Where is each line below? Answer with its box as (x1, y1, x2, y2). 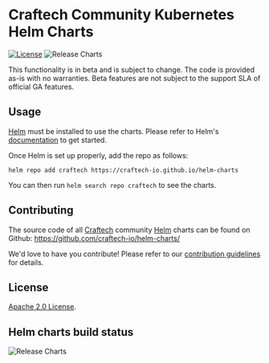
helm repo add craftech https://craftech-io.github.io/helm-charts (8, 166, 239, 174)
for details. (8, 257, 44, 267)
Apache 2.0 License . (8, 302, 76, 312)
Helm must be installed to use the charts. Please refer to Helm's (8, 126, 219, 136)
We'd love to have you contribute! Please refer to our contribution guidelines (8, 249, 261, 259)
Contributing (8, 203, 74, 218)
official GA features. (8, 82, 75, 92)
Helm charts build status (8, 325, 134, 339)
